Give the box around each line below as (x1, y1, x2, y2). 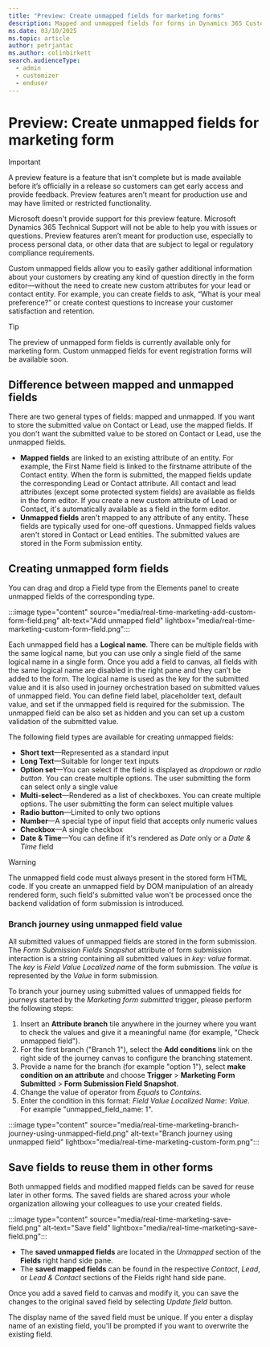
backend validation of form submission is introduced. (8, 899, 185, 908)
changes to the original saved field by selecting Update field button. (8, 1297, 233, 1307)
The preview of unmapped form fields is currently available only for (8, 338, 231, 347)
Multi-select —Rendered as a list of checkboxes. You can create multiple (19, 791, 261, 800)
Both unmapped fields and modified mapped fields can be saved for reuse (8, 1182, 255, 1192)
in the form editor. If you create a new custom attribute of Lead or (19, 496, 237, 506)
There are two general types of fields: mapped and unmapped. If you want (8, 411, 256, 422)
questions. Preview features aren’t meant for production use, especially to (8, 231, 253, 241)
